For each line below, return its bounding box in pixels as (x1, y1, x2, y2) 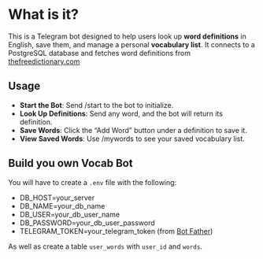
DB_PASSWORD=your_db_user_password (19, 218, 155, 228)
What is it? (8, 6, 80, 24)
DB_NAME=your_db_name (19, 201, 106, 210)
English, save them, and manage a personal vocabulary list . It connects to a (8, 39, 256, 49)
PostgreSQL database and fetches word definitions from (8, 48, 191, 57)
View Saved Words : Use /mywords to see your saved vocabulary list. (19, 134, 246, 143)
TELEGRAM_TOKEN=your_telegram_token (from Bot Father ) (19, 226, 213, 235)
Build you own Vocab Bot (8, 157, 133, 170)
